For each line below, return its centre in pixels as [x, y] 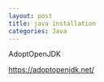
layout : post [30, 16]
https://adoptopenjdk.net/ [52, 70]
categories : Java [38, 31]
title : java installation [52, 24]
